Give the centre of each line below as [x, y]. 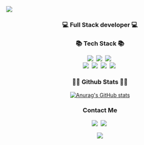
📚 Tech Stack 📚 [100, 43]
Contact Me [100, 110]
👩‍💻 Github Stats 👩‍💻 [100, 82]
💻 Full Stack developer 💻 [100, 24]
